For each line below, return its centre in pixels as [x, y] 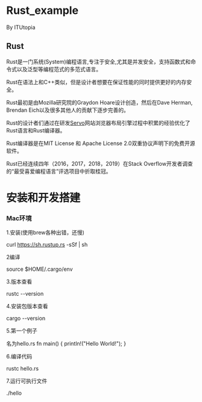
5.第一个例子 [22, 331]
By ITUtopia [21, 27]
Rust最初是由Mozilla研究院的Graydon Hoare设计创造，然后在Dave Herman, [99, 102]
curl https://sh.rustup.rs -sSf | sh [47, 245]
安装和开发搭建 [43, 198]
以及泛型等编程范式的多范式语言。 [59, 69]
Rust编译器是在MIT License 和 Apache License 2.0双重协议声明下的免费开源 [101, 143]
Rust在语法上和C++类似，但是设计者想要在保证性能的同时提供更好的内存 [96, 82]
